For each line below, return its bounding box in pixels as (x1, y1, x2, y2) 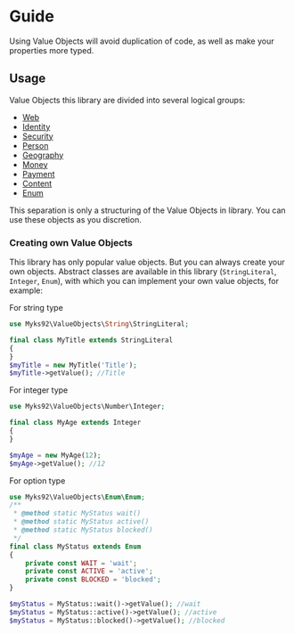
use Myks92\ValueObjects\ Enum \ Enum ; (9, 492, 145, 501)
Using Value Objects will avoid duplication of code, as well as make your (9, 36, 274, 46)
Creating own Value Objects (9, 236, 134, 248)
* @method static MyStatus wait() (12, 509, 142, 518)
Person (21, 140, 49, 150)
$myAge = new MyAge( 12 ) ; (9, 451, 102, 459)
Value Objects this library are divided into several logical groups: (9, 94, 246, 105)
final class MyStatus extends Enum (9, 541, 142, 551)
